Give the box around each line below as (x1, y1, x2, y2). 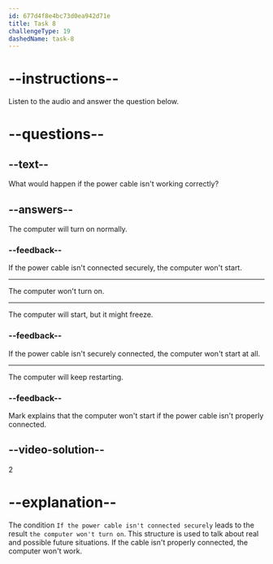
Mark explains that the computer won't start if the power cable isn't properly (8, 410, 264, 420)
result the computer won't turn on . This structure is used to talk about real (8, 528, 259, 538)
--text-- (8, 157, 49, 171)
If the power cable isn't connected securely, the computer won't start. (8, 263, 242, 273)
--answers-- (8, 203, 73, 216)
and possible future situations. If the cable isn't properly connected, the (8, 537, 249, 547)
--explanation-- (8, 493, 117, 511)
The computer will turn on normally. (8, 225, 128, 234)
